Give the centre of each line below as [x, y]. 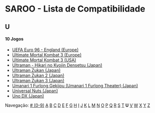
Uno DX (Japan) [28, 96]
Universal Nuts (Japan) [35, 91]
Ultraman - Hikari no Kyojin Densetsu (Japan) [57, 65]
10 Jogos [14, 39]
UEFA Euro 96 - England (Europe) [45, 50]
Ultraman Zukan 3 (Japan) [38, 80]
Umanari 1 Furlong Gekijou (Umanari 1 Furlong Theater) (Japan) [75, 85]
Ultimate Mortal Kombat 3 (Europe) [47, 55]
